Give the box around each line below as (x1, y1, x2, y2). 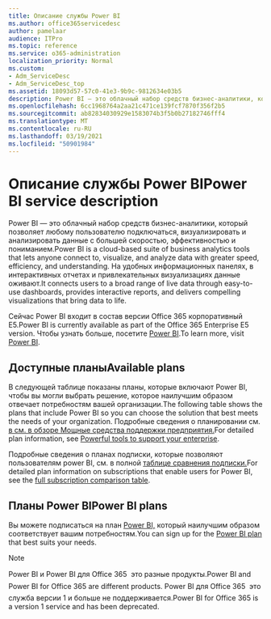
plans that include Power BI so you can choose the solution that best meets (8, 408, 259, 418)
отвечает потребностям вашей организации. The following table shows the (8, 400, 263, 409)
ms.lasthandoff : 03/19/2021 (8, 132, 103, 140)
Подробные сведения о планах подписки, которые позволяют (8, 450, 223, 460)
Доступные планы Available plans (8, 361, 186, 375)
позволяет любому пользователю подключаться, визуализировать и (8, 227, 247, 237)
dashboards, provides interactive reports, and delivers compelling (22, 287, 241, 297)
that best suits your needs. (8, 537, 97, 547)
